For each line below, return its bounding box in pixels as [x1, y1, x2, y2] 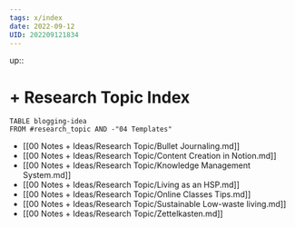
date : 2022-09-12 [9, 22, 75, 31]
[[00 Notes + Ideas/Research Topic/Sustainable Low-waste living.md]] [22, 199, 287, 210]
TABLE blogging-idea [9, 117, 88, 126]
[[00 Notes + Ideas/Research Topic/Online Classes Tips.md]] [22, 189, 251, 200]
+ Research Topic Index [9, 87, 191, 107]
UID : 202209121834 [9, 30, 79, 39]
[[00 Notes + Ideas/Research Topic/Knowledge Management [22, 160, 251, 171]
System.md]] [22, 170, 71, 181]
